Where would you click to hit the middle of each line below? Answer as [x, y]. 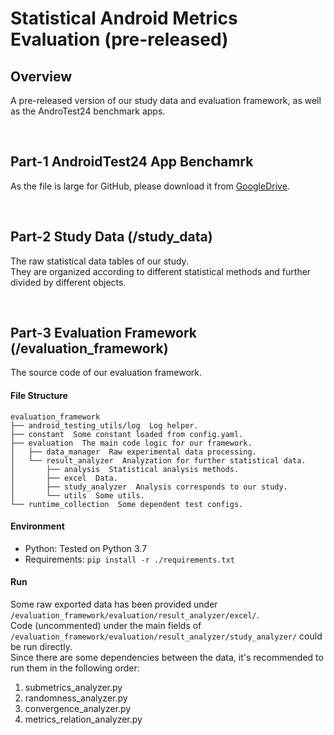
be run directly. [41, 647]
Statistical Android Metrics [124, 18]
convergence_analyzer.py [78, 709]
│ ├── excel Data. [64, 478]
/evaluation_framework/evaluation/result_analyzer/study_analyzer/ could [166, 636]
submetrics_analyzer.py [73, 688]
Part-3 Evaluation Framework [103, 333]
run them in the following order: [75, 668]
